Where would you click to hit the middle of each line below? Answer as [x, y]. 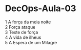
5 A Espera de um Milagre [31, 42]
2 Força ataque [20, 27]
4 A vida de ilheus [23, 37]
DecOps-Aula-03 [41, 8]
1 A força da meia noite [28, 22]
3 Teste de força [21, 32]
